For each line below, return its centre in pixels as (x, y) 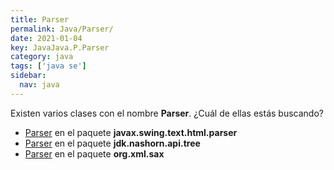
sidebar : (28, 76)
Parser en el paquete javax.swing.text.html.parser (131, 132)
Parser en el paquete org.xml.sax (94, 153)
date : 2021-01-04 (46, 38)
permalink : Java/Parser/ (62, 29)
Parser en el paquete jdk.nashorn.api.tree (112, 143)
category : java (42, 57)
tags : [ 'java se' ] (48, 66)
